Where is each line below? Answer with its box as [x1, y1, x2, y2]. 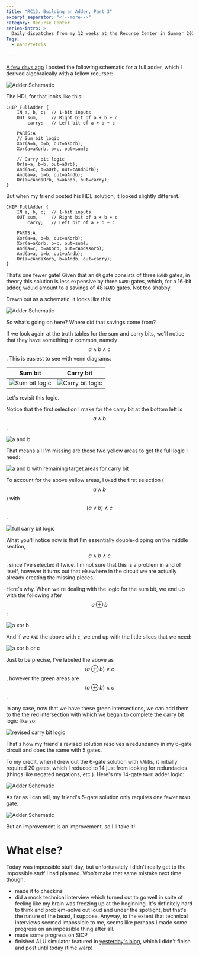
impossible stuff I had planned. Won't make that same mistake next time [6, 869, 182, 876]
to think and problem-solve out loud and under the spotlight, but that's [14, 906, 187, 913]
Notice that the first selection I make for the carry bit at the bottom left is [6, 406, 182, 413]
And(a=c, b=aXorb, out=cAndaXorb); [17, 245, 105, 251]
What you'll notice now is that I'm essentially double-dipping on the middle [6, 536, 188, 543]
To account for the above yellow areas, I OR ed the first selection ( [6, 476, 164, 483]
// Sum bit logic [17, 135, 60, 141]
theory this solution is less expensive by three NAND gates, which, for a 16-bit [6, 277, 192, 285]
